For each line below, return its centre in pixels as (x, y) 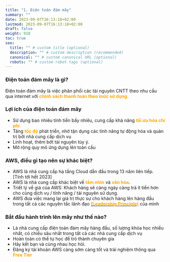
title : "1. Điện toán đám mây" (38, 10)
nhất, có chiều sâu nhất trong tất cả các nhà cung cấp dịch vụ (77, 234)
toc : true (16, 39)
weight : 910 (18, 34)
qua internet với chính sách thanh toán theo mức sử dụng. (67, 96)
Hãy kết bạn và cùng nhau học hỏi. (49, 244)
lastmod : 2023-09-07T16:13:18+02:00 (44, 24)
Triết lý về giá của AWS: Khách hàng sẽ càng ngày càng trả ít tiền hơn (86, 188)
